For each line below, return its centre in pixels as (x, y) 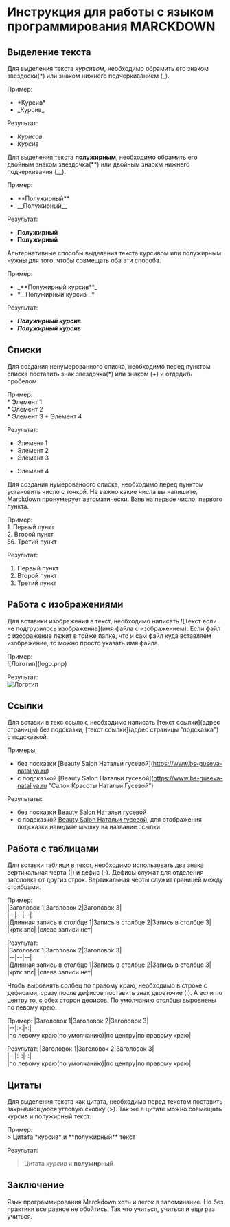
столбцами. (24, 887)
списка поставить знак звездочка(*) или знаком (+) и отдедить (100, 374)
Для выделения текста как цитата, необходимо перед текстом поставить (115, 1102)
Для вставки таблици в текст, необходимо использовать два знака (105, 865)
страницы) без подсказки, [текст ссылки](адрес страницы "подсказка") (113, 729)
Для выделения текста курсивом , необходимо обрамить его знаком (108, 68)
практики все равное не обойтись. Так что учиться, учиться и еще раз (111, 1209)
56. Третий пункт (32, 542)
